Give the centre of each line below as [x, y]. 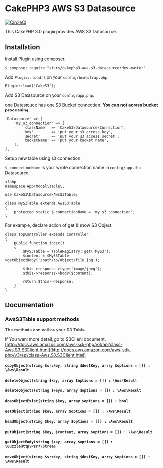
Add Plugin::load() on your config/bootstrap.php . [57, 77]
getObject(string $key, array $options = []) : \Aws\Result [68, 411]
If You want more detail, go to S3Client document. [55, 339]
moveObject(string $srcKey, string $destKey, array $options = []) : [78, 457]
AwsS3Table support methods [42, 319]
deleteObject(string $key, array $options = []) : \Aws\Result [71, 380]
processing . [18, 110]
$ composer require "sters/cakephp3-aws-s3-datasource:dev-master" [76, 68]
